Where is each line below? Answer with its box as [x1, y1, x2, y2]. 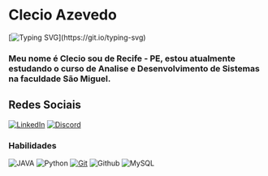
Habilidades [8, 140, 57, 151]
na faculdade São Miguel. [8, 73, 111, 84]
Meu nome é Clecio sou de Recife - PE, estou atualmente [8, 53, 236, 64]
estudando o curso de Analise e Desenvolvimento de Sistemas [8, 62, 260, 74]
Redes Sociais [8, 98, 81, 112]
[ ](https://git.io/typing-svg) [8, 32, 146, 42]
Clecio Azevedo [8, 6, 118, 24]
